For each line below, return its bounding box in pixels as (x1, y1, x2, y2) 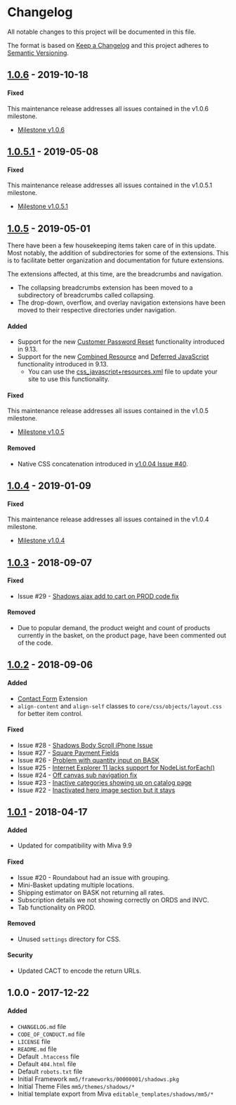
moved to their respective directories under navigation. (17, 305, 177, 314)
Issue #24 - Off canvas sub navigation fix (17, 771, 138, 779)
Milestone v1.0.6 (17, 125, 65, 134)
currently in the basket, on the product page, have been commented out (17, 631, 227, 639)
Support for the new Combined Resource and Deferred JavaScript (17, 352, 209, 361)
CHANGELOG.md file (17, 1022, 67, 1030)
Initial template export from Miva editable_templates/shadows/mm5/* (17, 1090, 214, 1098)
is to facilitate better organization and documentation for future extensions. (7, 256, 225, 264)
